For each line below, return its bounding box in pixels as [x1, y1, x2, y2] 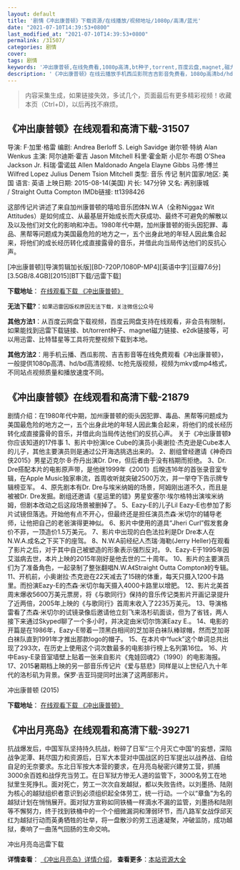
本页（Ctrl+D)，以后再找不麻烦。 [24, 99, 122, 108]
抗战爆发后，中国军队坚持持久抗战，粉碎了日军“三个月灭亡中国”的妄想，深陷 [7, 744, 232, 753]
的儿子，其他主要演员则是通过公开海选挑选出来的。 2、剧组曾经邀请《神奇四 [7, 448, 232, 456]
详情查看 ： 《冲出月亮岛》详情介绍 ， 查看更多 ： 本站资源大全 [7, 855, 186, 864]
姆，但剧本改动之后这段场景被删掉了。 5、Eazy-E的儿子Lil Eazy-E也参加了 [7, 501, 226, 510]
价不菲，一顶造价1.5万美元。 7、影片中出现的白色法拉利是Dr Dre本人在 [7, 528, 216, 536]
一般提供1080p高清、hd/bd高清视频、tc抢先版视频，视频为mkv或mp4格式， [7, 359, 231, 368]
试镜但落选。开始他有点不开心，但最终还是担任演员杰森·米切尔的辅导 [13, 510, 216, 518]
